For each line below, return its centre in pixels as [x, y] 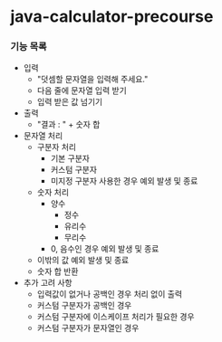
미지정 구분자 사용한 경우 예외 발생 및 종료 [124, 181]
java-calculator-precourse [112, 17]
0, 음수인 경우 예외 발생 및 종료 [105, 249]
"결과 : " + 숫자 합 [68, 125]
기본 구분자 [70, 158]
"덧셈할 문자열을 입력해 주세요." [92, 80]
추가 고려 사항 [48, 283]
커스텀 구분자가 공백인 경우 [84, 306]
